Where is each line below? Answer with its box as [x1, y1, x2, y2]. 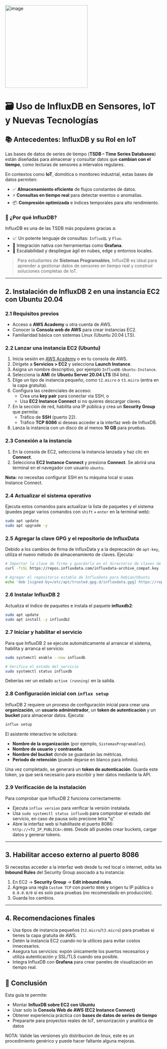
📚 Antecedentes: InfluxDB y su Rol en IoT [5, 135, 137, 144]
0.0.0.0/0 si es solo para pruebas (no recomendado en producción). [12, 889, 153, 896]
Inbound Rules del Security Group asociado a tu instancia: [5, 869, 125, 875]
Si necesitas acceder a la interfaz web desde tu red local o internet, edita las [5, 864, 162, 870]
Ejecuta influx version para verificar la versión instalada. [12, 805, 131, 811]
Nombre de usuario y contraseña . [12, 746, 83, 752]
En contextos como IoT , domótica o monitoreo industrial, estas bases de [5, 171, 154, 177]
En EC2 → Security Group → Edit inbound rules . [12, 879, 113, 885]
